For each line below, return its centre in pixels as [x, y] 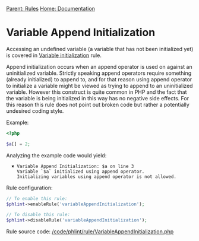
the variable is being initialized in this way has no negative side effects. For [97, 98]
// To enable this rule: [37, 198]
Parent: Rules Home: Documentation [50, 9]
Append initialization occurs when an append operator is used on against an [99, 66]
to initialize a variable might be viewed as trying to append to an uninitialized [99, 85]
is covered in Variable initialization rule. [54, 55]
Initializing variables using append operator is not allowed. [97, 177]
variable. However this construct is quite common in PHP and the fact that [97, 92]
